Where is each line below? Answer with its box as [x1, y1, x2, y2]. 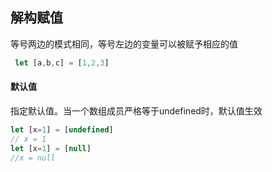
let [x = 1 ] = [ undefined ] [10, 124, 114, 135]
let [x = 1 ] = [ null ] [10, 143, 92, 153]
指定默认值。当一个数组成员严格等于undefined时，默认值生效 [10, 104, 263, 117]
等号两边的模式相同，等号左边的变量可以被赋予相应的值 [10, 38, 238, 50]
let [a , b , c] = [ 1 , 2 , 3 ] [14, 58, 110, 68]
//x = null [10, 153, 56, 163]
